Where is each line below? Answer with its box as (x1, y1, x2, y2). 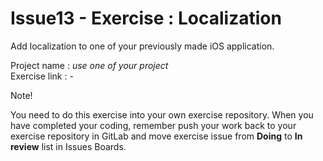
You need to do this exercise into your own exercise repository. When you (10, 108, 314, 121)
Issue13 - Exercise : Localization (10, 7, 282, 30)
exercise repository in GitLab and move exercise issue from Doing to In (10, 130, 303, 142)
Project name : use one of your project (10, 59, 169, 71)
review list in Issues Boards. (10, 140, 127, 152)
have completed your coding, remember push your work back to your (10, 119, 297, 131)
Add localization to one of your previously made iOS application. (10, 40, 275, 52)
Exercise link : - (10, 70, 74, 82)
